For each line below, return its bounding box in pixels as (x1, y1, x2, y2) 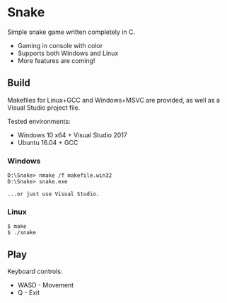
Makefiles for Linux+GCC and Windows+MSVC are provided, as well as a (7, 96, 221, 104)
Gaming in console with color (17, 41, 103, 50)
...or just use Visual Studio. (7, 190, 100, 198)
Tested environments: (7, 117, 71, 125)
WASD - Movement (17, 281, 74, 290)
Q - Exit (17, 288, 40, 297)
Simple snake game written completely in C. (7, 28, 136, 36)
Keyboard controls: (7, 267, 63, 276)
